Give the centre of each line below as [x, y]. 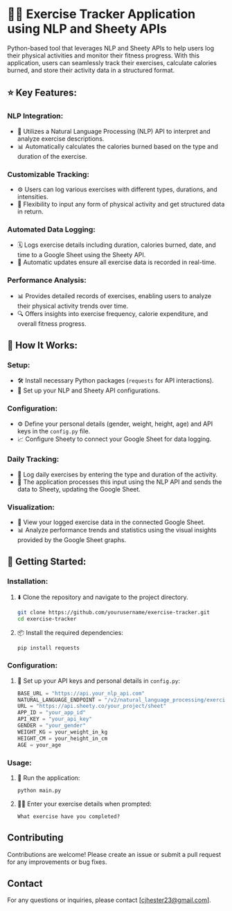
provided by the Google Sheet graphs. [72, 540]
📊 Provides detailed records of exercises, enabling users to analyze [114, 296]
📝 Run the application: [48, 778]
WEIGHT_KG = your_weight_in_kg [62, 732]
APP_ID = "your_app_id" [52, 713]
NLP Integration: [35, 116]
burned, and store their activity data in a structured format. [91, 70]
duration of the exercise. [52, 156]
